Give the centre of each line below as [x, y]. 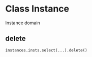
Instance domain [23, 23]
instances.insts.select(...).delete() [46, 50]
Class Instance [37, 9]
